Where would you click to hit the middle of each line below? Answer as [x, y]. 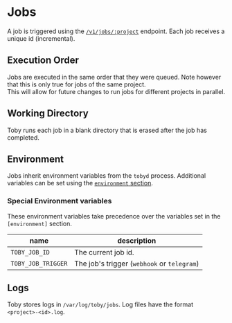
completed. [23, 137]
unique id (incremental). [41, 38]
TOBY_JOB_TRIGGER [39, 263]
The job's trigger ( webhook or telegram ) [136, 264]
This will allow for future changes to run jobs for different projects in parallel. [116, 91]
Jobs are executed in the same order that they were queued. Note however [114, 77]
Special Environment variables [60, 201]
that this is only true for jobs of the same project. [77, 84]
